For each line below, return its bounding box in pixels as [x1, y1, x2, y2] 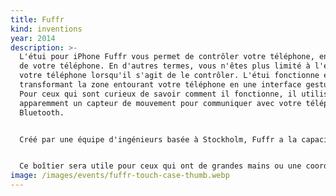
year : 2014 [10, 33, 56, 43]
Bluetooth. [19, 107, 65, 118]
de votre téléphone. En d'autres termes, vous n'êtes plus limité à [19, 61, 311, 71]
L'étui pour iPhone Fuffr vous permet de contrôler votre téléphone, [19, 52, 315, 62]
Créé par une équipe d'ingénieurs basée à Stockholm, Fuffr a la [19, 134, 298, 145]
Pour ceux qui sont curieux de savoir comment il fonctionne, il [19, 89, 298, 99]
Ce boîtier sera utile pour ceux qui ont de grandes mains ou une [19, 161, 302, 171]
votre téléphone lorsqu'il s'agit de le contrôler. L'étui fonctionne [19, 71, 320, 81]
